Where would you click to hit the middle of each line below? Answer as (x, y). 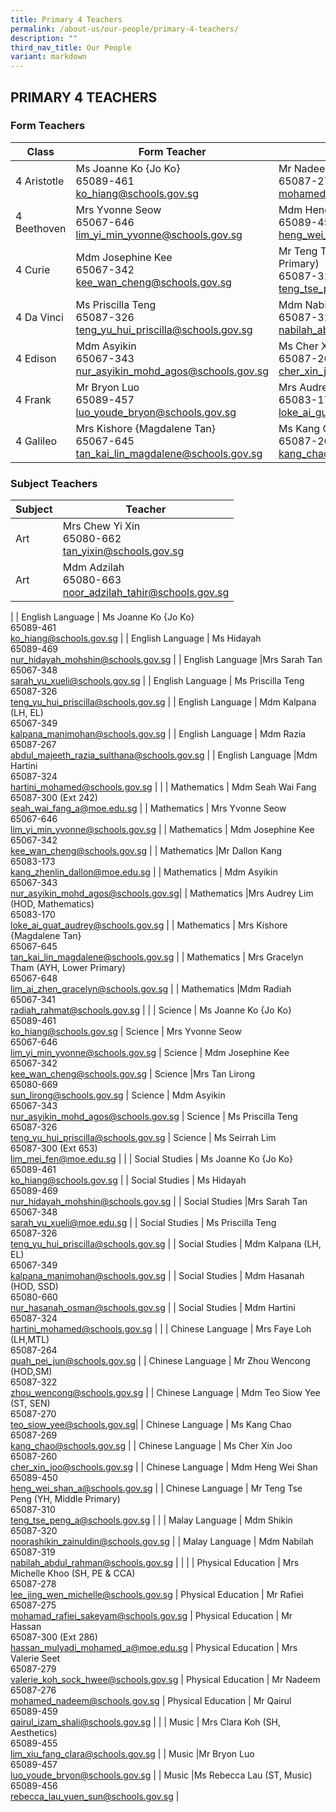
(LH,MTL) (30, 1340)
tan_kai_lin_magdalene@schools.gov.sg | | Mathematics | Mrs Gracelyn (157, 957)
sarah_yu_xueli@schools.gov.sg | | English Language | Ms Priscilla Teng (157, 681)
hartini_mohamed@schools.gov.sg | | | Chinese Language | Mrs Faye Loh (161, 1329)
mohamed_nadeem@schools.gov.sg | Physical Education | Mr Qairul (151, 1701)
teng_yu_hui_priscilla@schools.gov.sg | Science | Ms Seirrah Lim (143, 1138)
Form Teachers (48, 126)
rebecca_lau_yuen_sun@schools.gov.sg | (95, 1797)
